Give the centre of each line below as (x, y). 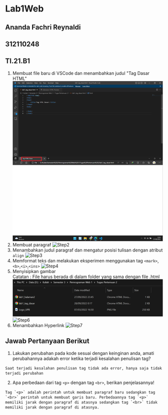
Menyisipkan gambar (34, 271)
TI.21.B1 (18, 61)
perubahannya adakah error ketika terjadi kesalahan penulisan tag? (81, 358)
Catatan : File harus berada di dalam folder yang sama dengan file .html (86, 276)
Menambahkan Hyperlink (38, 325)
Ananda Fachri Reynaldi (43, 27)
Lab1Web (24, 9)
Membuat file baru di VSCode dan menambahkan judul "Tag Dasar (81, 73)
